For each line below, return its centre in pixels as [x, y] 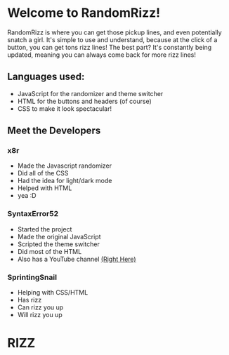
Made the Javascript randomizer [65, 166]
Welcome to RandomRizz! [84, 13]
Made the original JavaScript [59, 236]
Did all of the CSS [43, 173]
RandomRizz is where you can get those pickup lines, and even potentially [115, 32]
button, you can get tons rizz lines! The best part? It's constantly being [110, 47]
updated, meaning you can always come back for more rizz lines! [102, 55]
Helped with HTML [45, 188]
